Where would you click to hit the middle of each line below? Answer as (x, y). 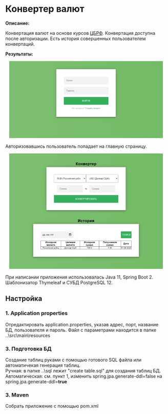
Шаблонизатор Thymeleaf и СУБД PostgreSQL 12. (59, 282)
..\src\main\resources (28, 335)
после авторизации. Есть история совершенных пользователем (76, 38)
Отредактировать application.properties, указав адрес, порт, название (82, 324)
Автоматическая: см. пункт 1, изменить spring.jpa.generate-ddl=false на (84, 376)
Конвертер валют (45, 9)
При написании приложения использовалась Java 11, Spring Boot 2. (79, 277)
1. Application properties (37, 313)
